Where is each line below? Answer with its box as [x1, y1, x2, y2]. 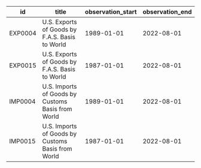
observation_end [142, 8, 192, 16]
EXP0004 [9, 29, 37, 37]
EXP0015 [9, 61, 37, 70]
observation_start [84, 8, 137, 16]
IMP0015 [9, 137, 36, 145]
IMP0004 [9, 97, 36, 106]
